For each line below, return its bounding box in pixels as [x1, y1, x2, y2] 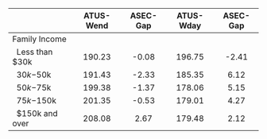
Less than [16, 47, 53, 57]
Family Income [12, 33, 67, 44]
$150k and [16, 108, 58, 118]
